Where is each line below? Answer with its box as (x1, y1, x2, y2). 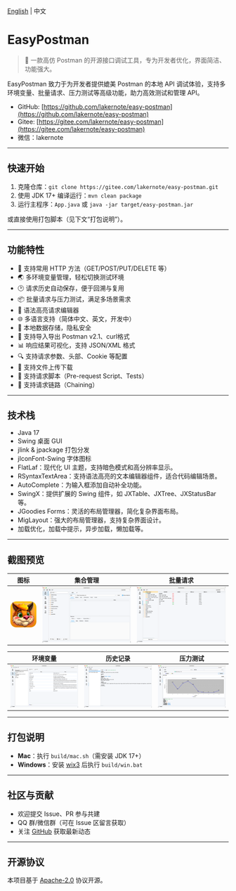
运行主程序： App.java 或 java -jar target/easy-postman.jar (17, 200, 194, 208)
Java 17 (17, 429, 40, 437)
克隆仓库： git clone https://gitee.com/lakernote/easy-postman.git (17, 182, 219, 190)
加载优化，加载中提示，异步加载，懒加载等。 (17, 525, 147, 533)
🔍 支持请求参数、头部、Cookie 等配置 (17, 351, 128, 360)
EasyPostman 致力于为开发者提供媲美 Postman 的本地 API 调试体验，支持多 (7, 79, 226, 88)
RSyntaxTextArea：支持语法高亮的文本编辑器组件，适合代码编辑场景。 (17, 472, 221, 481)
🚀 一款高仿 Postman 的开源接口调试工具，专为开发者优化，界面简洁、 (24, 56, 226, 64)
